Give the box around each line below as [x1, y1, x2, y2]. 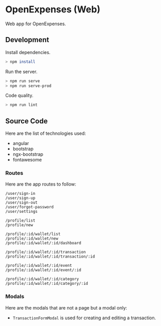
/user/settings [5, 209, 38, 214]
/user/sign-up [5, 195, 36, 201]
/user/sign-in [5, 191, 36, 196]
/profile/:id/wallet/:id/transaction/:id [5, 254, 95, 259]
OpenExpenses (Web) [5, 4, 101, 15]
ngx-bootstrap [12, 151, 44, 157]
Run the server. [5, 68, 37, 75]
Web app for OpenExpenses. [5, 21, 66, 27]
